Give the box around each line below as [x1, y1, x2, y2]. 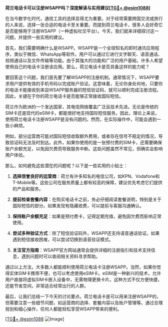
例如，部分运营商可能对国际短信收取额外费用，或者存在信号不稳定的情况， [5, 133, 158, 139]
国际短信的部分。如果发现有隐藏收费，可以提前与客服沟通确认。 [12, 203, 144, 208]
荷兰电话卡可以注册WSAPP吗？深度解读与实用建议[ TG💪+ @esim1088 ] [5, 5, 151, 11]
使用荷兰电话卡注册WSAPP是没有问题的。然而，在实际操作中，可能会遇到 [5, 116, 157, 122]
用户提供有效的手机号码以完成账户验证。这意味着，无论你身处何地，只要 [9, 81, 158, 87]
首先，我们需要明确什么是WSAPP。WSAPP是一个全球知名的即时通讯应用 [5, 45, 155, 51]
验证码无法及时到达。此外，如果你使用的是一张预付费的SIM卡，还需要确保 [9, 140, 162, 145]
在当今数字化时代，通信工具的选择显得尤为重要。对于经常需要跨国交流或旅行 [5, 16, 163, 22]
